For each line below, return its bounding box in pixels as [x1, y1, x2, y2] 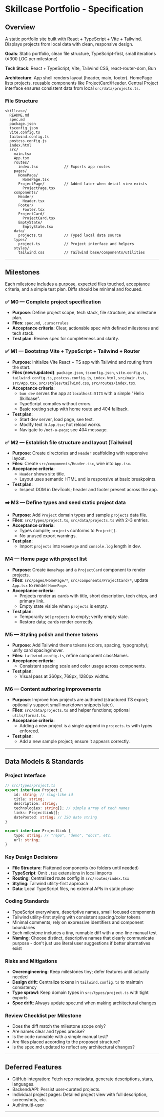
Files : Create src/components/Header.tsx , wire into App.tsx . [12, 461, 132, 466]
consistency [12, 984, 37, 991]
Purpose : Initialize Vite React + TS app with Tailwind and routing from [12, 359, 152, 365]
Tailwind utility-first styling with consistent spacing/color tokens [12, 914, 141, 920]
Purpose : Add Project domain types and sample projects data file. [12, 512, 147, 518]
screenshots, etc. [12, 1097, 47, 1103]
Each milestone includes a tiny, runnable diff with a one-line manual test [12, 930, 157, 936]
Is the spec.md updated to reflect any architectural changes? [12, 1044, 135, 1050]
